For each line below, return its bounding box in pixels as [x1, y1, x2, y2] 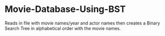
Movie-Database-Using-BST [4, 3, 126, 15]
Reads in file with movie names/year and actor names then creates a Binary [4, 20, 160, 26]
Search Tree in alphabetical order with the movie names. [4, 25, 121, 31]
